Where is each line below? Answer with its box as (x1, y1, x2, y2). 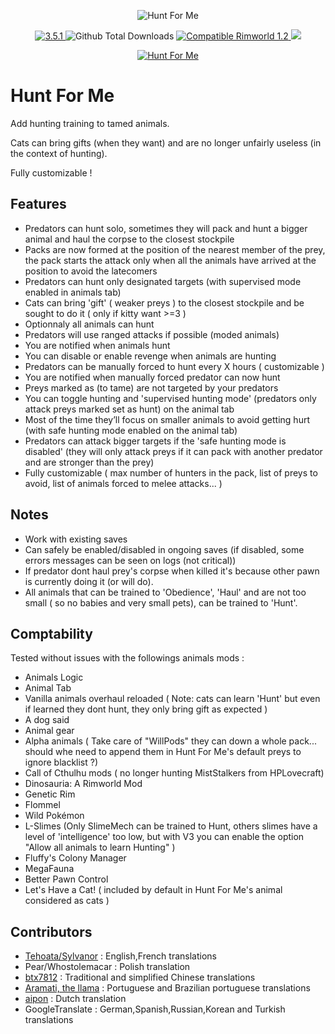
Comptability (10, 625, 93, 642)
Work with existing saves (24, 533, 128, 545)
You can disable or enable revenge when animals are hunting (24, 350, 277, 362)
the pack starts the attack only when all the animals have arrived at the (24, 254, 317, 266)
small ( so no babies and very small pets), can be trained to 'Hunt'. (24, 596, 298, 609)
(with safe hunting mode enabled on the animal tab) (24, 424, 238, 436)
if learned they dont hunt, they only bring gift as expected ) (24, 703, 268, 715)
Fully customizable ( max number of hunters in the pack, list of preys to (24, 466, 318, 479)
